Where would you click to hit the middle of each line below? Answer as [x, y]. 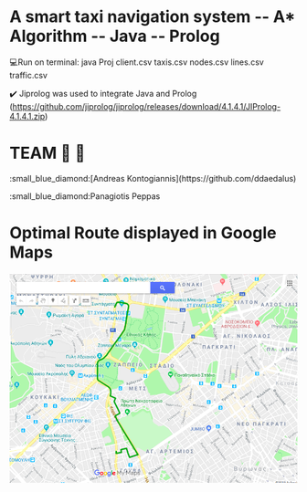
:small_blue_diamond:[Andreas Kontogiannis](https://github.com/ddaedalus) [153, 178]
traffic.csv [29, 75]
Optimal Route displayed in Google [143, 233]
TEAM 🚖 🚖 [48, 153]
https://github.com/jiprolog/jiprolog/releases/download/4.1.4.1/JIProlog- [147, 106]
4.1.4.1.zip [27, 116]
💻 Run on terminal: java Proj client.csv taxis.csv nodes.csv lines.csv [137, 62]
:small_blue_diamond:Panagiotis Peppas [85, 196]
